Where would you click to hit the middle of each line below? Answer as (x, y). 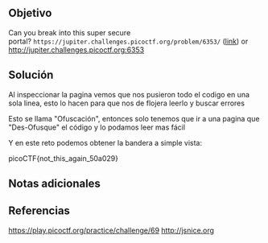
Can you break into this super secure (70, 32)
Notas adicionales (54, 184)
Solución (31, 75)
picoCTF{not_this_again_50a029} (64, 158)
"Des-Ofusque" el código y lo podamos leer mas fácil (97, 127)
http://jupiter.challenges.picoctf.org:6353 (76, 49)
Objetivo (30, 13)
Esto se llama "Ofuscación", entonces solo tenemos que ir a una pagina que (134, 118)
